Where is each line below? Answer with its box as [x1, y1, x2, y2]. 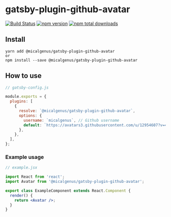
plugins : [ [10, 99, 33, 104]
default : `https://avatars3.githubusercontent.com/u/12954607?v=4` [23, 122, 169, 128]
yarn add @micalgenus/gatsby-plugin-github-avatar [5, 48, 115, 54]
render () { [10, 193, 33, 198]
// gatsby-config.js [5, 85, 49, 90]
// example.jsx [5, 165, 38, 170]
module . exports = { [5, 94, 47, 99]
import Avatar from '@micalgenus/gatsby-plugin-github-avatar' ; [5, 179, 145, 184]
